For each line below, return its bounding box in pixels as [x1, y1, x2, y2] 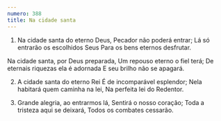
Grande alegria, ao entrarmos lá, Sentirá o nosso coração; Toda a [17, 98, 205, 106]
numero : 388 [7, 10, 42, 17]
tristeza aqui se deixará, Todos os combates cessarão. [17, 106, 174, 114]
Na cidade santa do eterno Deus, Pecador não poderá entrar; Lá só [17, 35, 210, 44]
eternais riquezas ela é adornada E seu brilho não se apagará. [7, 64, 185, 72]
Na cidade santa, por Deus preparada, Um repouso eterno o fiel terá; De [7, 56, 214, 65]
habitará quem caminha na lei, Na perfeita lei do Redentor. [17, 85, 184, 93]
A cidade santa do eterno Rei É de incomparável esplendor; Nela [17, 77, 203, 86]
